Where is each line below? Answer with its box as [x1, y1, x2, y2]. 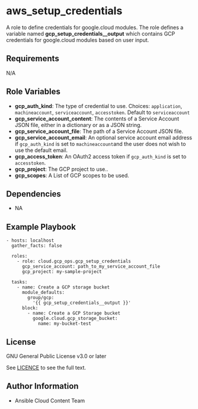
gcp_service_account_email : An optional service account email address [14, 134, 193, 141]
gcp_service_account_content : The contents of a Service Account [14, 115, 180, 122]
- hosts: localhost [6, 237, 55, 244]
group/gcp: [27, 295, 55, 301]
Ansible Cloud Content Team [14, 397, 85, 404]
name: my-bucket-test [37, 321, 92, 327]
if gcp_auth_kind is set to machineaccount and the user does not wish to [14, 140, 186, 147]
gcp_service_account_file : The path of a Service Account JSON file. [14, 128, 184, 135]
